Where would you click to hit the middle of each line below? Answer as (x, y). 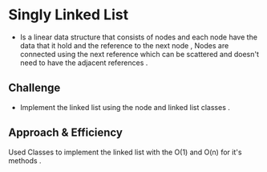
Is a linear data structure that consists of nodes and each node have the (139, 37)
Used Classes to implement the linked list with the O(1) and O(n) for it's (125, 152)
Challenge (34, 88)
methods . (25, 160)
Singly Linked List (69, 15)
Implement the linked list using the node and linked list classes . (125, 107)
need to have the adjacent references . (84, 63)
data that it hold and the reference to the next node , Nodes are (124, 45)
